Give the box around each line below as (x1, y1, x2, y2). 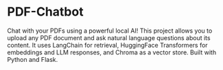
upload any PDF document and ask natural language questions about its (7, 33, 211, 41)
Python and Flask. (7, 55, 58, 63)
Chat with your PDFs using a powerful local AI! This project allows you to (7, 27, 213, 35)
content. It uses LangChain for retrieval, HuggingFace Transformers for (7, 41, 208, 49)
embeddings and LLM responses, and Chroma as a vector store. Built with (7, 48, 217, 56)
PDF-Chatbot (7, 4, 84, 20)
